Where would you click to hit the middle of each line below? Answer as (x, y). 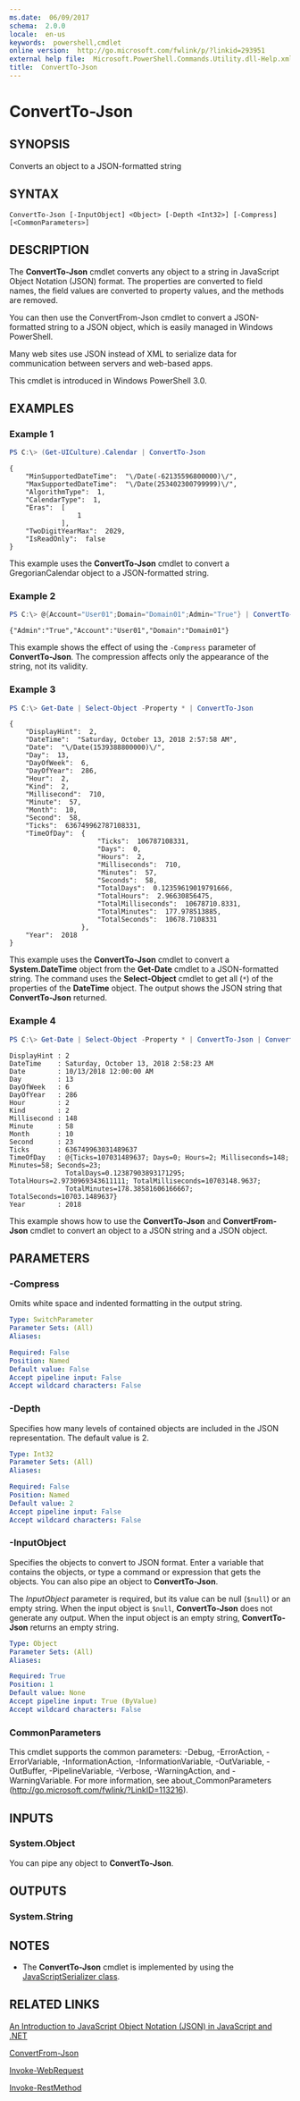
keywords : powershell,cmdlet (66, 42)
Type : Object (33, 1643)
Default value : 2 (42, 1503)
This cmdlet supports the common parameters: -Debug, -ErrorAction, (137, 1752)
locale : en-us (37, 34)
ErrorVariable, (35, 1761)
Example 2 (33, 595)
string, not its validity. (49, 666)
